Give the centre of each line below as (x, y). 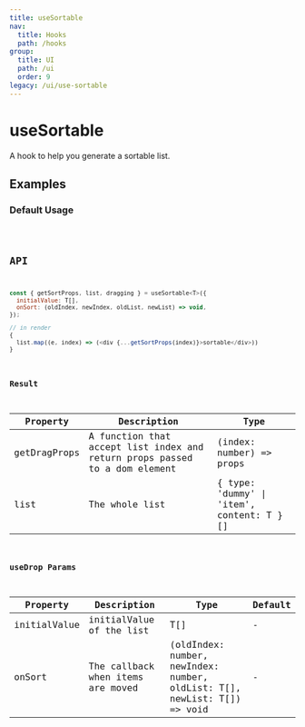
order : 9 (34, 77)
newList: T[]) (205, 698)
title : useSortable (46, 18)
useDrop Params (43, 567)
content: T (244, 516)
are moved (113, 687)
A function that (130, 437)
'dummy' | (241, 494)
